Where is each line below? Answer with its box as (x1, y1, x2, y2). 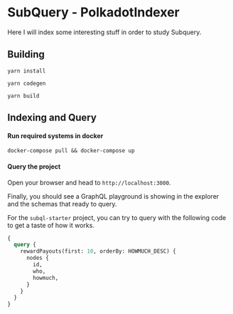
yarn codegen (7, 80, 46, 87)
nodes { (26, 254, 50, 262)
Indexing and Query (7, 112, 97, 124)
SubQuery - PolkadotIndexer (7, 4, 180, 21)
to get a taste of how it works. (7, 221, 94, 229)
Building (7, 48, 45, 61)
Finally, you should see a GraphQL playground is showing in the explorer (7, 192, 220, 200)
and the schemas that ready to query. (7, 199, 117, 208)
